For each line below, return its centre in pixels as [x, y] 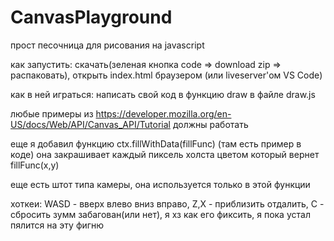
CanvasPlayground [91, 17]
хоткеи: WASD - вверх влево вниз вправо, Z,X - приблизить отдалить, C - [167, 203]
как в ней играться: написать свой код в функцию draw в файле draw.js [163, 94]
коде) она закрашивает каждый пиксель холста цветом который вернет [165, 154]
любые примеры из [52, 113]
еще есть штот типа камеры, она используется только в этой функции [160, 184]
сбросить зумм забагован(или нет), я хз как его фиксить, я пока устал [160, 214]
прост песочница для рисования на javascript [107, 45]
